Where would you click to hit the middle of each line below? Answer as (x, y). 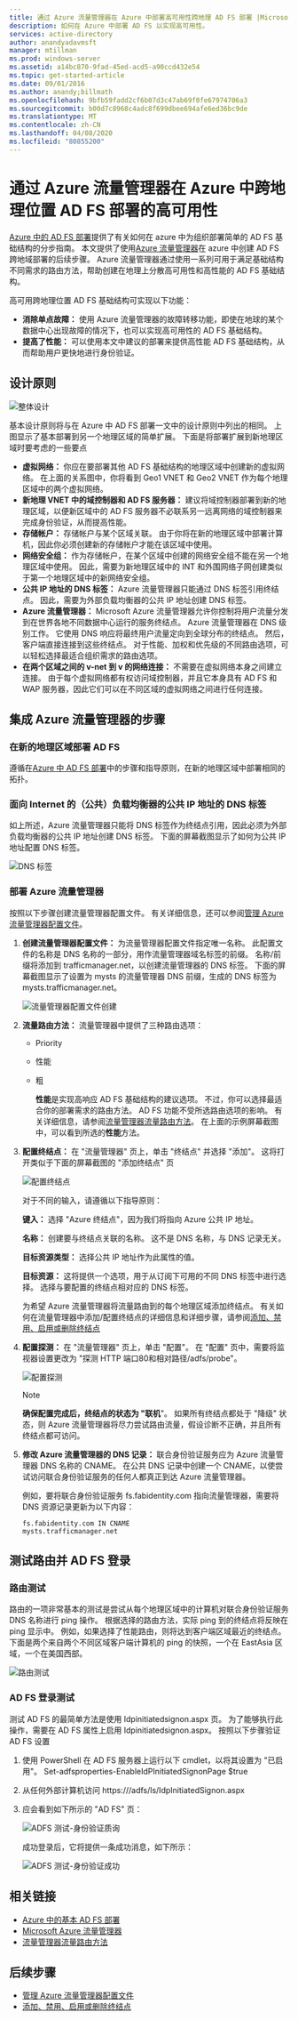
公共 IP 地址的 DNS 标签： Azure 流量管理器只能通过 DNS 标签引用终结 (150, 589)
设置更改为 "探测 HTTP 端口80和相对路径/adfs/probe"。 (140, 1358)
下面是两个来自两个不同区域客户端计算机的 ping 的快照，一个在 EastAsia (141, 1643)
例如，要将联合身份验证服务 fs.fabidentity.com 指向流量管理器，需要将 (150, 1495)
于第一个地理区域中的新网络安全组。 (88, 577)
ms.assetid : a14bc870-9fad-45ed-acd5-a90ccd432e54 (105, 68)
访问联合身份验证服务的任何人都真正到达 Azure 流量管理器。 (140, 1477)
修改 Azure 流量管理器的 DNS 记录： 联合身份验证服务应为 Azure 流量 (149, 1454)
